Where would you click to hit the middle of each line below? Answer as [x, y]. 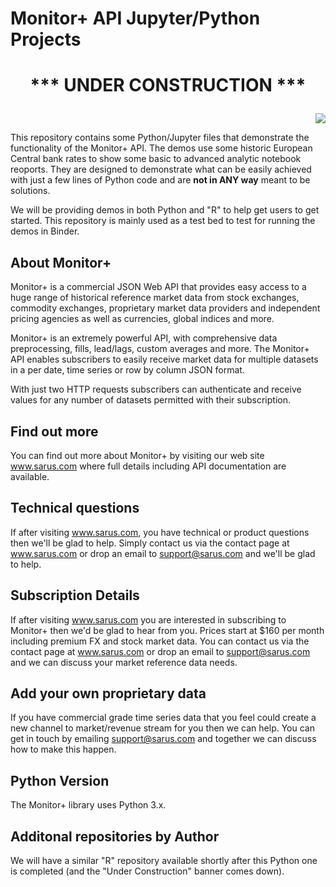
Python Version [60, 780]
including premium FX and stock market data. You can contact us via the [160, 641]
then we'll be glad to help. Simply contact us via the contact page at [150, 543]
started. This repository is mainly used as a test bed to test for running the [163, 221]
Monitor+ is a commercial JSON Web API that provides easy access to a [158, 287]
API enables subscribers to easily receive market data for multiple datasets [164, 359]
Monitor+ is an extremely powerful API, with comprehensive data [144, 338]
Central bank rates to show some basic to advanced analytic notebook [156, 159]
